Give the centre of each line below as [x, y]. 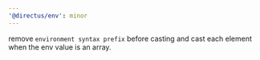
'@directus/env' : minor [48, 16]
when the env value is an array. [60, 47]
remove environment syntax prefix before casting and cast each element [130, 38]
